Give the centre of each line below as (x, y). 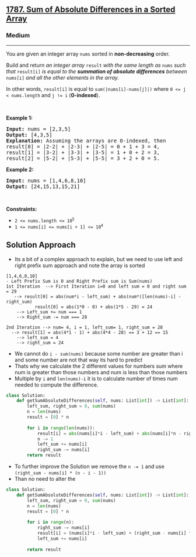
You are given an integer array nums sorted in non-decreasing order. (88, 54)
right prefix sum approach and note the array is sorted (80, 265)
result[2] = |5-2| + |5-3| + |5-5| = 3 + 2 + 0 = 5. (83, 158)
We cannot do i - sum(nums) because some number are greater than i (99, 353)
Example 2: (20, 169)
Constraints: (22, 209)
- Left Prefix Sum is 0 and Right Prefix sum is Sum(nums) (79, 281)
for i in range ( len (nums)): (61, 428)
